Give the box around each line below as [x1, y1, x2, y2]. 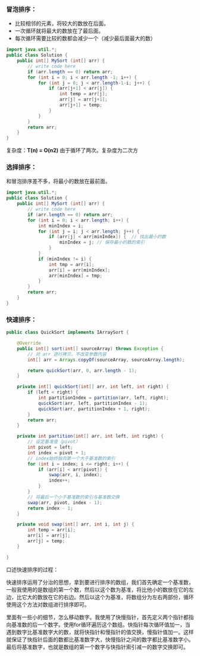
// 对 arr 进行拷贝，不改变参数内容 [27, 351, 107, 357]
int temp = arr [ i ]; [27, 527, 76, 533]
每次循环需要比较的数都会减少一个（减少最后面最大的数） [14, 35, 156, 42]
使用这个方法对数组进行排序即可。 [6, 601, 90, 608]
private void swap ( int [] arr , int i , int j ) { [17, 521, 135, 527]
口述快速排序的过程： [6, 566, 58, 573]
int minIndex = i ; [37, 223, 84, 229]
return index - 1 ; [27, 505, 73, 511]
